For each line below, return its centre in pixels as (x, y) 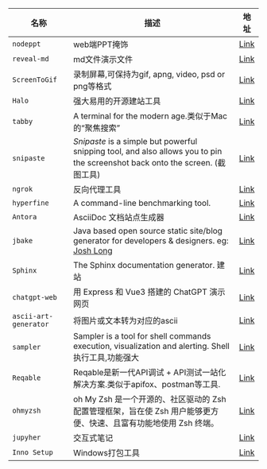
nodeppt (27, 44)
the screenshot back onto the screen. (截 (149, 163)
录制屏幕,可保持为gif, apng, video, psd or (149, 74)
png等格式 (92, 86)
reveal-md (31, 59)
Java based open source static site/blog (147, 231)
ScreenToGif (35, 80)
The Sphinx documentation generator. (144, 265)
